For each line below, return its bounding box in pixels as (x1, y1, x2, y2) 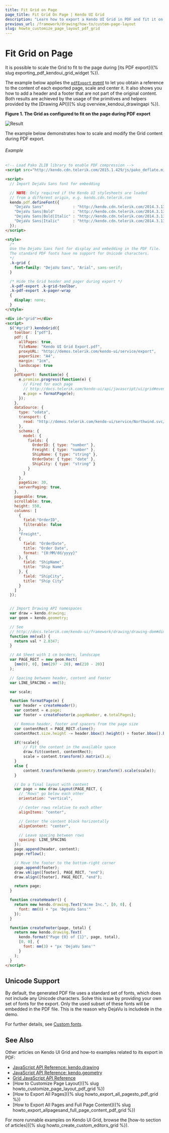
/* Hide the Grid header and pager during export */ (10, 279, 123, 284)
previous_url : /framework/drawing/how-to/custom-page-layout (5, 21, 136, 27)
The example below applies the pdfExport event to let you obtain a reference (5, 80, 164, 86)
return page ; (14, 884, 42, 889)
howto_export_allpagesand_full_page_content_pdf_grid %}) (12, 1107, 136, 1113)
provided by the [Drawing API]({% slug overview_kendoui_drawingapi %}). (5, 101, 160, 107)
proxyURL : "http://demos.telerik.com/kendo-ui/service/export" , (18, 349, 156, 354)
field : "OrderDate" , (23, 541, 66, 546)
